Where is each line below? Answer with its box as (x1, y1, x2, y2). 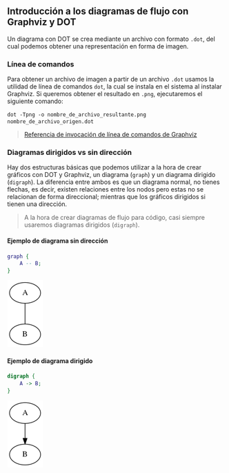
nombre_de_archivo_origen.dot (7, 118, 94, 125)
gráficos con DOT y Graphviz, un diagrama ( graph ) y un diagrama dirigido (7, 171, 216, 179)
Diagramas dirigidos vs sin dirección (7, 148, 132, 158)
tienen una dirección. (7, 200, 68, 208)
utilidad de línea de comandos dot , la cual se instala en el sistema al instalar (7, 82, 222, 91)
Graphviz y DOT (7, 17, 77, 28)
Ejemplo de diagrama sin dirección (7, 236, 108, 245)
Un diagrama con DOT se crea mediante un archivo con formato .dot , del (7, 35, 215, 43)
